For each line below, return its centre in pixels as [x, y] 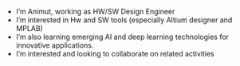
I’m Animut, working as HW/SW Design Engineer [95, 12]
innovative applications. [55, 45]
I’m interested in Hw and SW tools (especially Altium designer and [124, 20]
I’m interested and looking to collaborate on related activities [115, 54]
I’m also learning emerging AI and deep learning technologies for [122, 37]
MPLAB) [30, 28]
